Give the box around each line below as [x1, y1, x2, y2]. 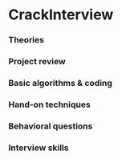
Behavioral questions [8, 120, 93, 132]
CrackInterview [8, 6, 114, 24]
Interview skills [8, 142, 69, 153]
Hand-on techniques [8, 99, 91, 110]
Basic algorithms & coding [8, 77, 112, 88]
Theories [8, 35, 44, 46]
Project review [8, 56, 66, 67]
